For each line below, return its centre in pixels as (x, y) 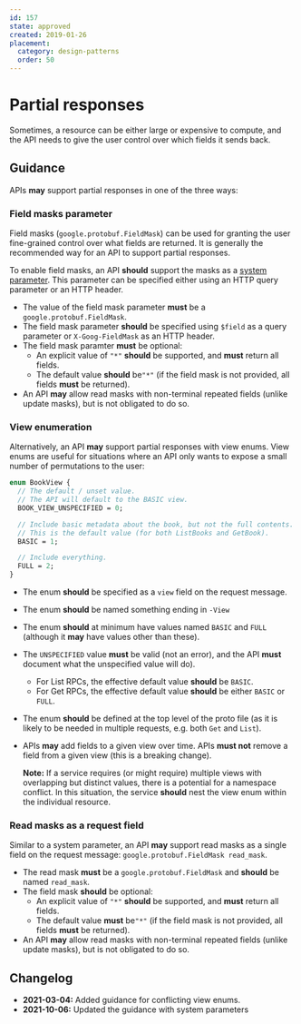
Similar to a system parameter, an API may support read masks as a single (148, 845)
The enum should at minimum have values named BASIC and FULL (145, 627)
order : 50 (36, 60)
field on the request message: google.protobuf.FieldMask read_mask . (138, 855)
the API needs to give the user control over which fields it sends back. (140, 139)
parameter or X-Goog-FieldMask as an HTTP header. (119, 336)
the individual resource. (67, 802)
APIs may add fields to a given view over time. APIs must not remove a (155, 746)
